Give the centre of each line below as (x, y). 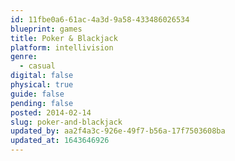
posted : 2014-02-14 (51, 112)
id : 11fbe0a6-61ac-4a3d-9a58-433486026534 (100, 19)
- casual (37, 66)
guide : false (37, 94)
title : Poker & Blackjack (64, 38)
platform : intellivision (62, 47)
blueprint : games (46, 29)
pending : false (42, 103)
